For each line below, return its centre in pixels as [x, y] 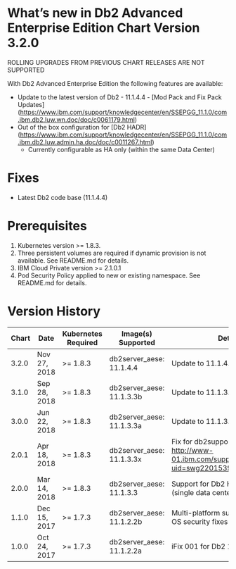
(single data [191, 492]
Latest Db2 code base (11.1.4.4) [63, 197]
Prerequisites [47, 226]
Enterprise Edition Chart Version [104, 28]
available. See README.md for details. [73, 260]
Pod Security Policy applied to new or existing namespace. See [109, 275]
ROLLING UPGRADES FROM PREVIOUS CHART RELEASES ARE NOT [106, 62]
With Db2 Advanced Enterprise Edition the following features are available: [115, 83]
